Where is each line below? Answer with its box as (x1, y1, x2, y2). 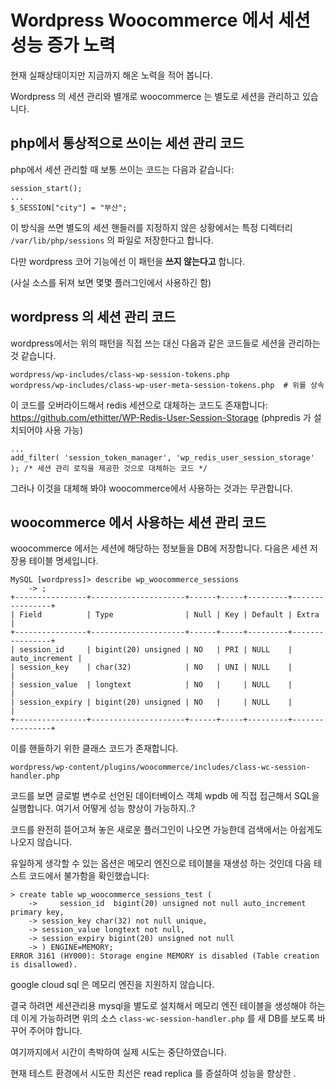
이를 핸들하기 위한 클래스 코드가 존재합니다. (10, 742, 179, 755)
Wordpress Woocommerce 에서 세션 (10, 9, 311, 32)
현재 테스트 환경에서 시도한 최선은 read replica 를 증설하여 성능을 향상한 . (10, 1067, 297, 1080)
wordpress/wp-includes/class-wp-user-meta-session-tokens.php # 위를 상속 (10, 380, 325, 390)
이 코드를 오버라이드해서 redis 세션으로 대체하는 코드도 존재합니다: (10, 399, 268, 411)
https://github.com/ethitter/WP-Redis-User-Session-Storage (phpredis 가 (10, 411, 312, 423)
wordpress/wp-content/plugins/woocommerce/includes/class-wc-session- (10, 762, 311, 773)
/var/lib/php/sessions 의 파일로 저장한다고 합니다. (10, 234, 214, 246)
